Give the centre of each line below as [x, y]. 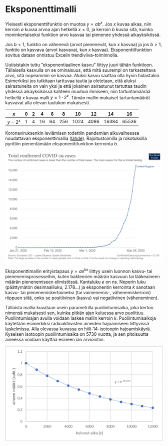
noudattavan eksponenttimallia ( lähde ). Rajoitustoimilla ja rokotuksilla [76, 138]
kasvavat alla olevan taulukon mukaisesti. [48, 103]
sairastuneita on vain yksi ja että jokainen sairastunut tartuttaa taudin [76, 86]
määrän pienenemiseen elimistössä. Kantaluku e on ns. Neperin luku [75, 282]
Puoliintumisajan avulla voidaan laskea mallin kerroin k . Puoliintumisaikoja [81, 318]
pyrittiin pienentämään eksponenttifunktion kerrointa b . [62, 144]
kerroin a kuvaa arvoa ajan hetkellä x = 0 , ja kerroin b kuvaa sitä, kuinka [79, 29]
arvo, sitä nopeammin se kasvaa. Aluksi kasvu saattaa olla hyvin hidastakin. [83, 75]
